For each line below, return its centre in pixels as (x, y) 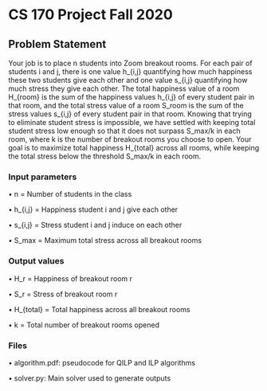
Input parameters (43, 177)
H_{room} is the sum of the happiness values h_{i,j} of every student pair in (132, 97)
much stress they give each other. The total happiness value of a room (124, 88)
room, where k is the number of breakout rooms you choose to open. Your (130, 139)
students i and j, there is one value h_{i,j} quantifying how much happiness (130, 72)
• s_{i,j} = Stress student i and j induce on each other (95, 225)
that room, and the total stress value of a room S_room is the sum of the (126, 106)
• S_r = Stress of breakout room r (63, 294)
